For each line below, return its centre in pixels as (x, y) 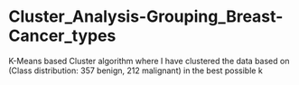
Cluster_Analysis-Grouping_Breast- (146, 17)
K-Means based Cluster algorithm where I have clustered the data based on (149, 61)
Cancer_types (62, 36)
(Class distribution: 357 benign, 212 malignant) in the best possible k (135, 71)
